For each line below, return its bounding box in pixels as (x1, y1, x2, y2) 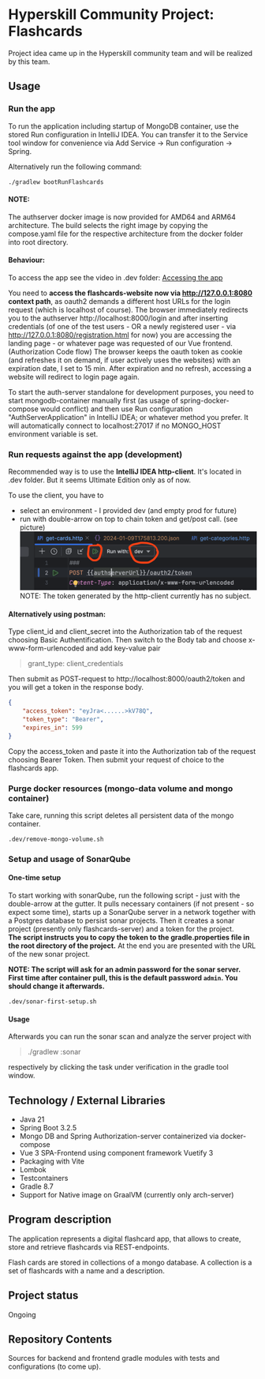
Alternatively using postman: (8, 609, 106, 619)
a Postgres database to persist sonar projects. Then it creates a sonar (8, 916, 235, 925)
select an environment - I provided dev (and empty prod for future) (19, 506, 237, 515)
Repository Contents (8, 1332, 113, 1347)
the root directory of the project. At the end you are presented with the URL (8, 941, 256, 950)
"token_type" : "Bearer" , (22, 715, 104, 723)
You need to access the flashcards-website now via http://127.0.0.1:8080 (8, 288, 252, 298)
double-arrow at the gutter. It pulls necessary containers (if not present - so (8, 899, 255, 909)
